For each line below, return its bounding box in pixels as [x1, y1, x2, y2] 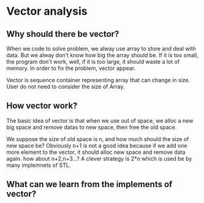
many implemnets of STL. [6, 161, 71, 169]
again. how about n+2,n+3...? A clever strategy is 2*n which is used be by [6, 155, 192, 162]
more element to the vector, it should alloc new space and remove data [6, 148, 186, 156]
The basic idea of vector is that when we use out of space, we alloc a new [6, 117, 194, 124]
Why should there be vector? [6, 29, 119, 39]
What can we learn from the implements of [6, 179, 173, 190]
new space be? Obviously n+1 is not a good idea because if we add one [6, 142, 187, 149]
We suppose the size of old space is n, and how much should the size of [6, 135, 189, 142]
